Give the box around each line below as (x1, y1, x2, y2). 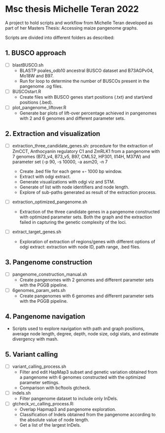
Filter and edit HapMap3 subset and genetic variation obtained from (19, 369, 158, 375)
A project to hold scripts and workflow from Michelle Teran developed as (5, 20, 153, 26)
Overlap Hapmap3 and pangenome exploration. (19, 406, 117, 412)
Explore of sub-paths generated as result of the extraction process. (19, 189, 157, 195)
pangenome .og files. (19, 83, 63, 89)
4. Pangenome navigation (5, 312, 85, 321)
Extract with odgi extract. (19, 174, 71, 180)
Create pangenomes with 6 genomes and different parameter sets (19, 292, 154, 299)
